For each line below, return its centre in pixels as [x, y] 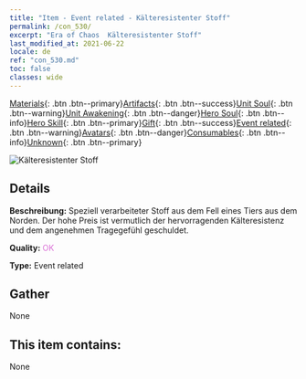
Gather [30, 294]
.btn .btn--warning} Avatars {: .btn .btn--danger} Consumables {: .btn [136, 132]
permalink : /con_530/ [51, 26]
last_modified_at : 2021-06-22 [67, 43]
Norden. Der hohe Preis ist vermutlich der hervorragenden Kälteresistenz [147, 220]
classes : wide [37, 78]
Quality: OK [32, 247]
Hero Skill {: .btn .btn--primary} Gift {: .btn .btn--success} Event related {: [159, 122]
